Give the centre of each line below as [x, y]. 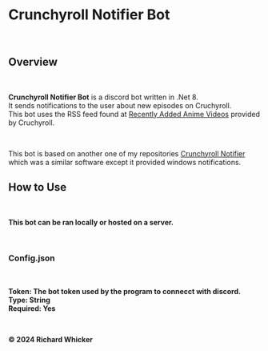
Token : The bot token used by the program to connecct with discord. [125, 291]
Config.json [32, 258]
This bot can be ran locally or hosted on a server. [91, 222]
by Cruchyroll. [32, 123]
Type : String [29, 300]
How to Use [38, 187]
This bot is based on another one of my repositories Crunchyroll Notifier [127, 153]
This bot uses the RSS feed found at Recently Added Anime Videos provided [134, 114]
